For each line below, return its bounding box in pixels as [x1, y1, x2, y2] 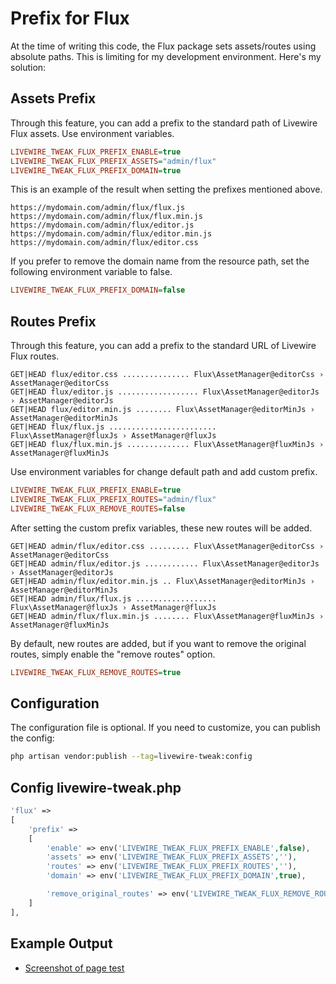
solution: [10, 61, 47, 73]
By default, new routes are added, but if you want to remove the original [10, 637, 307, 649]
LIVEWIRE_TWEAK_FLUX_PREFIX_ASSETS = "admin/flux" [10, 156, 217, 166]
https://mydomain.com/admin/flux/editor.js [10, 220, 195, 231]
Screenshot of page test [24, 962, 125, 974]
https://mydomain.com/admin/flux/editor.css [10, 238, 199, 248]
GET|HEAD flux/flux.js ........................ [10, 422, 217, 432]
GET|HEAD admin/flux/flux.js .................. [10, 593, 217, 604]
